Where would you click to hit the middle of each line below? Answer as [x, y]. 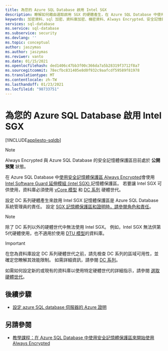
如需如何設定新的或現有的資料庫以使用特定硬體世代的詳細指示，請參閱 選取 [82, 271]
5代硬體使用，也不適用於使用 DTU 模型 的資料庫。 [56, 233]
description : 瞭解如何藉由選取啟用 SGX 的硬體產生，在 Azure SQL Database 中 [81, 15]
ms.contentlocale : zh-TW [31, 80]
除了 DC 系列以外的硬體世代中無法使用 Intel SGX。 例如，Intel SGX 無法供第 [83, 227]
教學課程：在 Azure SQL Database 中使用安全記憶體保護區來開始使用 [83, 338]
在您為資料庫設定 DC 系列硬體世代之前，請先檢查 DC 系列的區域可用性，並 [82, 254]
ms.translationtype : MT [30, 75]
